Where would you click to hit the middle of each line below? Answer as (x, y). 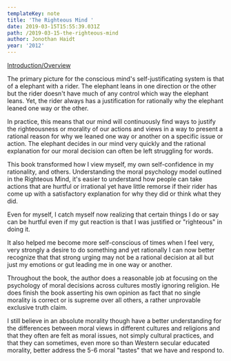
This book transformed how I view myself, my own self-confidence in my (110, 164)
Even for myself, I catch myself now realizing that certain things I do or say (113, 214)
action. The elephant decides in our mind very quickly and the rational (107, 144)
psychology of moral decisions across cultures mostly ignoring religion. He (113, 285)
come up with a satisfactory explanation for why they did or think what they (114, 194)
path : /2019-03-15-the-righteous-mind (63, 33)
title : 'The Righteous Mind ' (51, 20)
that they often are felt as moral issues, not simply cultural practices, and (111, 335)
